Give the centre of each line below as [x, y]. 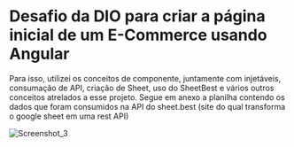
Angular [39, 54]
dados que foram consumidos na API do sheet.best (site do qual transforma [147, 106]
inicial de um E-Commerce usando [138, 35]
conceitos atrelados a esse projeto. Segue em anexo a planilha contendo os [147, 97]
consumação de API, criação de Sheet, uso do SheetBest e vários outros [142, 88]
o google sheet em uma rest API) [69, 116]
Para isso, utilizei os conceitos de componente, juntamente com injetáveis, [145, 78]
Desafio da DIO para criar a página [137, 16]
